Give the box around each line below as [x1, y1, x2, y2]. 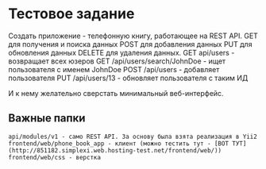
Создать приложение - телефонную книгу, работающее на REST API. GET [8, 31, 258, 40]
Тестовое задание [8, 5, 135, 23]
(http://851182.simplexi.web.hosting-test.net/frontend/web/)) [8, 146, 222, 155]
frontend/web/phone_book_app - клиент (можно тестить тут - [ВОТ [8, 140, 229, 148]
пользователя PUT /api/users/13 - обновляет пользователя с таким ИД [8, 73, 249, 83]
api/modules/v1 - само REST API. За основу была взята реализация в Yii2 [8, 133, 258, 140]
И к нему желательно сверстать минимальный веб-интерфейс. [8, 88, 224, 98]
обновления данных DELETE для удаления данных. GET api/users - [8, 48, 235, 57]
